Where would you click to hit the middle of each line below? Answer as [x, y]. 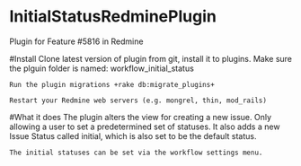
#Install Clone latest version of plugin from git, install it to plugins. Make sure [151, 58]
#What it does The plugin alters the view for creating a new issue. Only [141, 117]
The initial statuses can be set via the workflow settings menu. [136, 153]
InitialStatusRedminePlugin [113, 17]
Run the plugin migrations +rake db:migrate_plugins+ [112, 84]
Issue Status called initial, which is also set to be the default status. [133, 135]
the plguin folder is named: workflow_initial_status [102, 68]
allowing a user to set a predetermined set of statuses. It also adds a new [145, 127]
